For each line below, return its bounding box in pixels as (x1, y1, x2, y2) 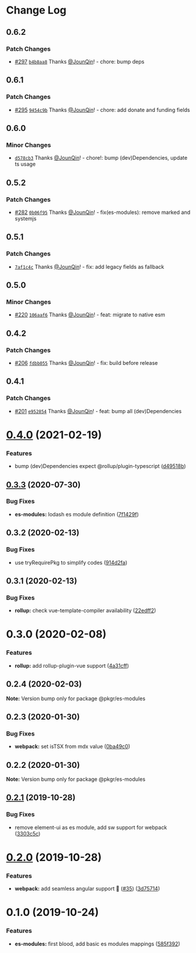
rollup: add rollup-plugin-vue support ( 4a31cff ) (14, 662, 129, 669)
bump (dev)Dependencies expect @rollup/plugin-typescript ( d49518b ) (14, 463, 187, 470)
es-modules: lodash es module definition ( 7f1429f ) (14, 510, 139, 517)
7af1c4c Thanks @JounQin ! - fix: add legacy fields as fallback (14, 263, 165, 270)
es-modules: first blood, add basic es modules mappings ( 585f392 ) (14, 940, 181, 947)
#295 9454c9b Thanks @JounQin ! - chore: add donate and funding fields (14, 106, 190, 113)
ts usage (14, 160, 36, 168)
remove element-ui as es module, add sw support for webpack (14, 823, 168, 831)
